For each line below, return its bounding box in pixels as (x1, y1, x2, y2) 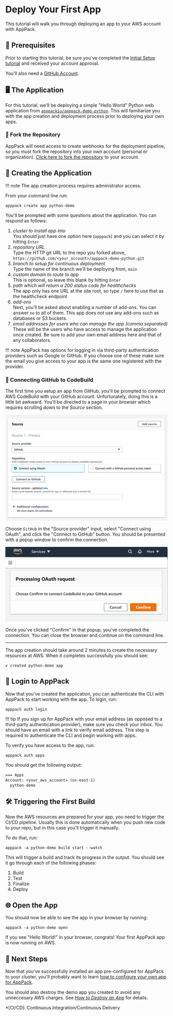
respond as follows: (5, 217, 47, 223)
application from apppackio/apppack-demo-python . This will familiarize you (5, 107, 161, 114)
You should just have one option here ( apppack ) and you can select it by (12, 233, 165, 239)
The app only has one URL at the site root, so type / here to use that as (12, 287, 164, 294)
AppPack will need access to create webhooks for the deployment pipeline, (5, 143, 166, 149)
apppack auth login (5, 707, 47, 712)
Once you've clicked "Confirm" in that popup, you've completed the (5, 627, 149, 633)
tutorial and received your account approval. (5, 60, 99, 66)
